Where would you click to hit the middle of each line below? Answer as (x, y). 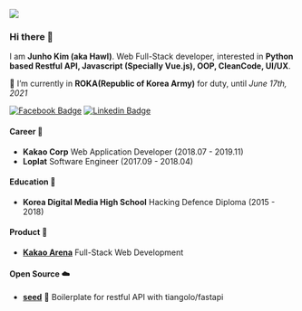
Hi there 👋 (32, 36)
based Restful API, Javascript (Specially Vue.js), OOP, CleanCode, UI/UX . (150, 66)
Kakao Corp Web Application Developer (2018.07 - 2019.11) (133, 151)
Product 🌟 (29, 232)
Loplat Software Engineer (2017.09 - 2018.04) (107, 161)
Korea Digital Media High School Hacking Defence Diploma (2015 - (149, 202)
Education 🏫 (33, 182)
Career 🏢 (26, 131)
